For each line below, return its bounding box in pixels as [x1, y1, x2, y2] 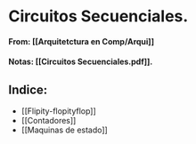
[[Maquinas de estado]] [20, 124, 108, 135]
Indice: [8, 82, 48, 97]
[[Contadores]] [20, 116, 77, 126]
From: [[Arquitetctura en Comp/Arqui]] [8, 36, 155, 46]
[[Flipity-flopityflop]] [20, 106, 97, 116]
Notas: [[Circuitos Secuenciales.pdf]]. [8, 56, 153, 68]
